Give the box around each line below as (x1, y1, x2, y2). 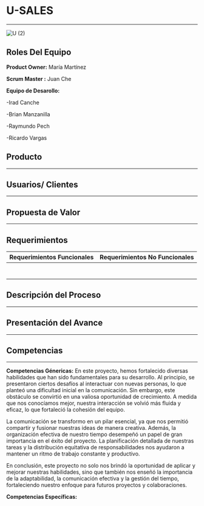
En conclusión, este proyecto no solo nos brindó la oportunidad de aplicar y (6, 462, 195, 469)
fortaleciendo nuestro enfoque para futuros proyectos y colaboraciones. (6, 482, 187, 489)
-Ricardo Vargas (6, 134, 47, 141)
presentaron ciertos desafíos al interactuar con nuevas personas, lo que (6, 380, 186, 387)
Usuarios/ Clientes (6, 179, 78, 189)
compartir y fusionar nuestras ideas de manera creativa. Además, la (6, 424, 176, 432)
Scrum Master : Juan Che (6, 75, 72, 82)
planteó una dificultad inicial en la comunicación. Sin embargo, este (6, 387, 175, 394)
